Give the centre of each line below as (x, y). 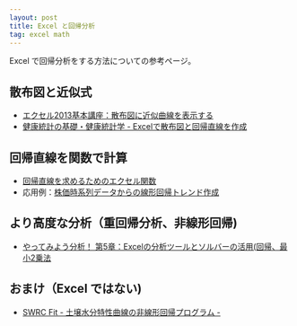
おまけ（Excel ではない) (75, 289)
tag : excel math (39, 34)
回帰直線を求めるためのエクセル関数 (89, 181)
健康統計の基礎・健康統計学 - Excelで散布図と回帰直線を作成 (135, 127)
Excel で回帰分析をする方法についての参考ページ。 (103, 61)
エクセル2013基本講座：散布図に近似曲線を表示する (118, 115)
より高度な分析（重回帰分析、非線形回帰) (123, 223)
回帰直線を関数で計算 (68, 158)
